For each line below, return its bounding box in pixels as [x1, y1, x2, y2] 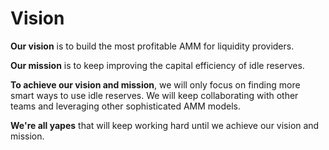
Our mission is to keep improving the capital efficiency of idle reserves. [10, 59, 305, 71]
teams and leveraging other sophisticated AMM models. [10, 100, 241, 112]
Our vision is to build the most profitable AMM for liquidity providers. [10, 40, 295, 52]
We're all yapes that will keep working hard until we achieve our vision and [10, 119, 320, 131]
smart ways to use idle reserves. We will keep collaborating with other [10, 89, 299, 101]
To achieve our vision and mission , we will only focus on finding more [10, 78, 301, 91]
